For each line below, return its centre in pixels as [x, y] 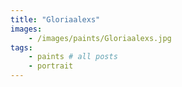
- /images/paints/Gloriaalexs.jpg [100, 38]
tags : [21, 47]
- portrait [51, 66]
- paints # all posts [73, 57]
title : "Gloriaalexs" [55, 19]
